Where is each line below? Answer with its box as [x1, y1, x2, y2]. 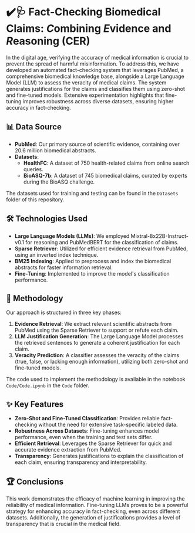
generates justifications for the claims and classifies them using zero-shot [6, 85, 185, 92]
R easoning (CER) [6, 34, 90, 48]
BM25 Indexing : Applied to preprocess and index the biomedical [14, 257, 172, 264]
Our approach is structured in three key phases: [6, 309, 122, 316]
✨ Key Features [6, 399, 63, 409]
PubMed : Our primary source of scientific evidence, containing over [14, 140, 180, 148]
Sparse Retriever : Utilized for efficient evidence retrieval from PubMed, [14, 245, 188, 252]
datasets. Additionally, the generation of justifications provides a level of [6, 514, 181, 521]
